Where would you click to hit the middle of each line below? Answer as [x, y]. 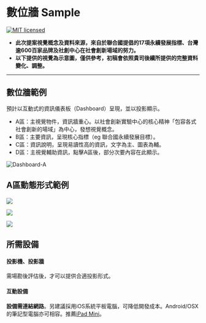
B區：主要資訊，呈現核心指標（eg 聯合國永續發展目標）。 [87, 137]
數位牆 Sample [44, 13]
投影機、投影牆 [25, 261]
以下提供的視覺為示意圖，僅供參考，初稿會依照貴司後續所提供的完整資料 [106, 58]
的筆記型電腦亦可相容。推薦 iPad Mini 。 [56, 314]
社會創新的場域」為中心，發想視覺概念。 [66, 129]
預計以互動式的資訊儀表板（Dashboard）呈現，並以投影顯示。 [85, 108]
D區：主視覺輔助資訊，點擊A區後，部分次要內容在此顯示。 [89, 152]
